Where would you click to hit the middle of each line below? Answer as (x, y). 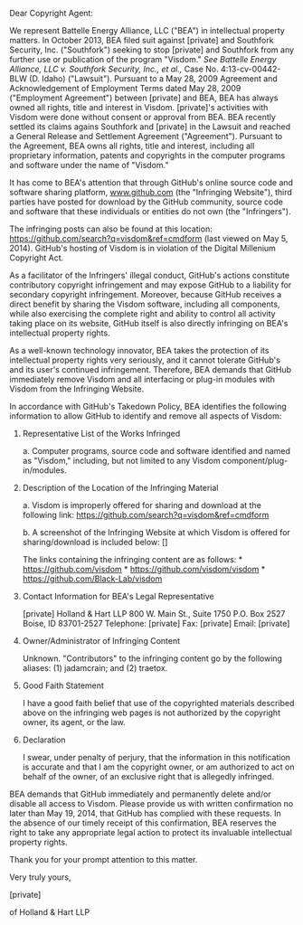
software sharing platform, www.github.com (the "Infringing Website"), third (151, 192)
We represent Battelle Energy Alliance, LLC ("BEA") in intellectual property (147, 30)
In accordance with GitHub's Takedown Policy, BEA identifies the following (148, 406)
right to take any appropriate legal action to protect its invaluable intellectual (151, 832)
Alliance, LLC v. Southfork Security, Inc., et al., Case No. (114, 69)
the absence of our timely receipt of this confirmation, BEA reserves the (143, 823)
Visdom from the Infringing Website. (77, 389)
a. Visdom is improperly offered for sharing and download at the (142, 505)
